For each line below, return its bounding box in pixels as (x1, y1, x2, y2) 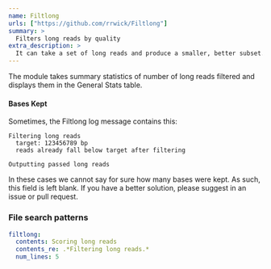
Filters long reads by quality (15, 34, 121, 43)
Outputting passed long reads (8, 161, 110, 169)
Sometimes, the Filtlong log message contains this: (8, 116, 177, 126)
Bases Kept (8, 99, 48, 108)
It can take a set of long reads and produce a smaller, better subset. (15, 49, 265, 57)
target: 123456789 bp (15, 139, 89, 148)
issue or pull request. (8, 191, 78, 202)
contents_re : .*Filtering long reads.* (15, 246, 150, 254)
